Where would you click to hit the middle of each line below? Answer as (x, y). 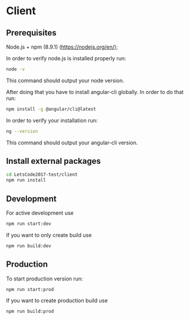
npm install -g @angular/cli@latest (51, 109)
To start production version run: (45, 279)
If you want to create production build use (57, 300)
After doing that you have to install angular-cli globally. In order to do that (95, 92)
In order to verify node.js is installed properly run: (66, 58)
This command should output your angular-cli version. (72, 143)
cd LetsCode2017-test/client (42, 175)
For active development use (40, 213)
